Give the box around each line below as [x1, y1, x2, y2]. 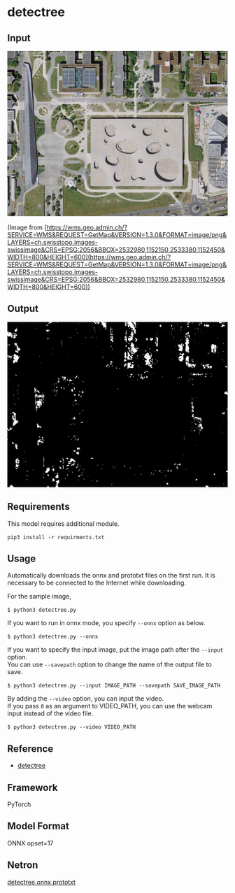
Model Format [7, 820, 70, 832]
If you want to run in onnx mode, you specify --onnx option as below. [7, 619, 206, 627]
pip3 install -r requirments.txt [7, 534, 105, 541]
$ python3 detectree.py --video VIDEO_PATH [7, 724, 136, 731]
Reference [7, 743, 54, 755]
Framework [7, 781, 58, 794]
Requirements [7, 501, 70, 513]
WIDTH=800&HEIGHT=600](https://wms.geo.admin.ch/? [7, 253, 171, 261]
